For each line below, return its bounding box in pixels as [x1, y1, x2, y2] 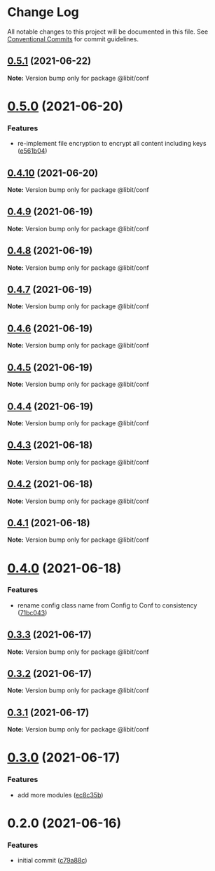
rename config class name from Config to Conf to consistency [17, 601, 197, 610]
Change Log [7, 4, 79, 20]
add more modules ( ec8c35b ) [17, 790, 104, 799]
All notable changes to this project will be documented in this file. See [7, 27, 209, 36]
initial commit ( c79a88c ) [17, 856, 88, 865]
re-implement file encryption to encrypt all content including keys [17, 139, 207, 148]
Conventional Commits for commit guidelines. [7, 34, 139, 43]
